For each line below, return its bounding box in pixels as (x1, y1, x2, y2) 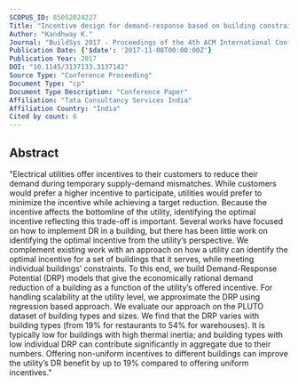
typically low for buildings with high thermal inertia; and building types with (9, 329, 284, 340)
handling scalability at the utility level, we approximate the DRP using (9, 291, 261, 302)
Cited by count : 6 (9, 112, 77, 121)
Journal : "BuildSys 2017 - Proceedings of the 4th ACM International (9, 37, 272, 47)
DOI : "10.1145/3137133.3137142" (9, 63, 129, 72)
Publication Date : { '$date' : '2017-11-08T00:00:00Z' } (9, 46, 213, 55)
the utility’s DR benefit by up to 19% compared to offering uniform (9, 357, 249, 368)
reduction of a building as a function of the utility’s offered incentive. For (9, 282, 273, 293)
